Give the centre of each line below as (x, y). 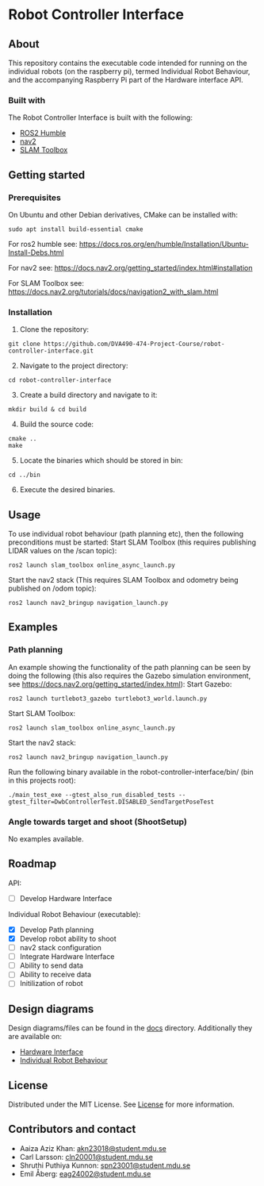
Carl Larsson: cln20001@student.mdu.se (86, 1157)
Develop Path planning (57, 930)
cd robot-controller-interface (60, 380)
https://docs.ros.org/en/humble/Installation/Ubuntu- (164, 244)
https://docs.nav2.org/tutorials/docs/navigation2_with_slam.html (113, 291)
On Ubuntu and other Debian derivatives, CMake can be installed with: (123, 214)
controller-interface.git (51, 351)
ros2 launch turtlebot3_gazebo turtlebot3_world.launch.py (108, 699)
